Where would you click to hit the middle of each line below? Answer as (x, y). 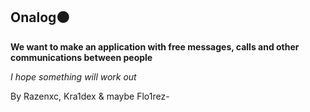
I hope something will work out (73, 76)
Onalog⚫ (40, 17)
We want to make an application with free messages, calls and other (155, 46)
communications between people (81, 57)
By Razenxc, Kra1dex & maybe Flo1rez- (90, 96)
